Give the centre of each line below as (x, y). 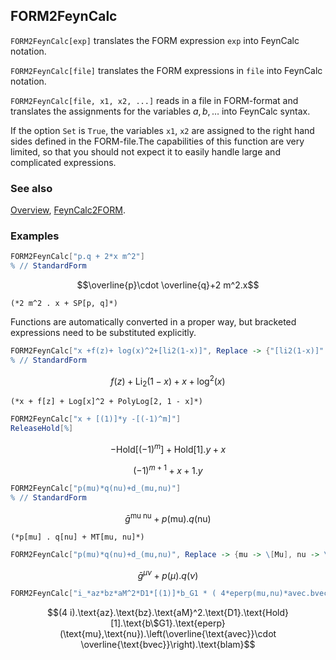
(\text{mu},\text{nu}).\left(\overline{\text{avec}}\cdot (168, 634)
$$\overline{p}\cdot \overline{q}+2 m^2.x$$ (168, 285)
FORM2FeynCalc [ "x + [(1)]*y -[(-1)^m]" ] (96, 419)
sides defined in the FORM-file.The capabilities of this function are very (157, 141)
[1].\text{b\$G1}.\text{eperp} (168, 623)
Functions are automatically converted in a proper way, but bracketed (153, 322)
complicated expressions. (63, 162)
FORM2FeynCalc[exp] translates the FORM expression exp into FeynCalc (155, 40)
